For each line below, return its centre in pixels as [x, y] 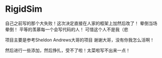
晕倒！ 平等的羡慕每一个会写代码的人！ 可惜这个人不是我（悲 [67, 29]
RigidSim [24, 9]
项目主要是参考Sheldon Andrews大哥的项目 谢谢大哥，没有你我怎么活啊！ [80, 40]
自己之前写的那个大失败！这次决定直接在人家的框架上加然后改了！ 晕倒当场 [81, 23]
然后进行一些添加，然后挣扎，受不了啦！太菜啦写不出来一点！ [68, 50]
